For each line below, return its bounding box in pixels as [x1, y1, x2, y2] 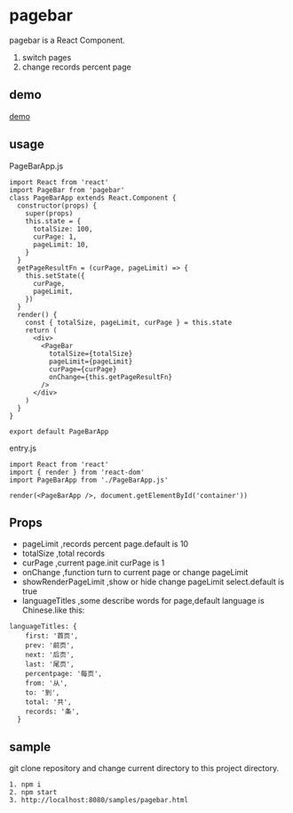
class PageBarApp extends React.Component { [9, 193, 177, 202]
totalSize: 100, [32, 224, 93, 233]
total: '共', [25, 698, 73, 707]
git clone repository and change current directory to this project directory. [9, 763, 280, 774]
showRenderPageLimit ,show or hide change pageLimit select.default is [21, 576, 285, 588]
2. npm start [9, 788, 58, 797]
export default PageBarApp [9, 427, 109, 436]
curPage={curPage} [48, 364, 117, 374]
